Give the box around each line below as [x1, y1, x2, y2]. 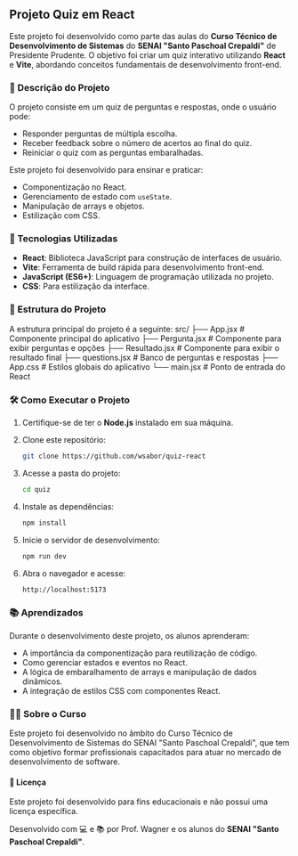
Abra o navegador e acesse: [21, 567, 126, 578]
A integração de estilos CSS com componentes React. [21, 685, 221, 696]
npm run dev [21, 551, 67, 560]
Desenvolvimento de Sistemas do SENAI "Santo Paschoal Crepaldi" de [9, 40, 277, 51]
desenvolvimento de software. [9, 756, 121, 767]
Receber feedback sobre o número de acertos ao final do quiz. [21, 138, 253, 149]
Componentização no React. [21, 182, 127, 192]
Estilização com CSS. [21, 210, 101, 221]
